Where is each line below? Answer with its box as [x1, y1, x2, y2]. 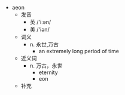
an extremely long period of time [38, 48, 120, 54]
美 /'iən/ [29, 26, 50, 33]
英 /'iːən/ [29, 19, 51, 25]
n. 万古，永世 [29, 62, 63, 69]
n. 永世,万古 [29, 41, 59, 48]
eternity [38, 69, 58, 76]
